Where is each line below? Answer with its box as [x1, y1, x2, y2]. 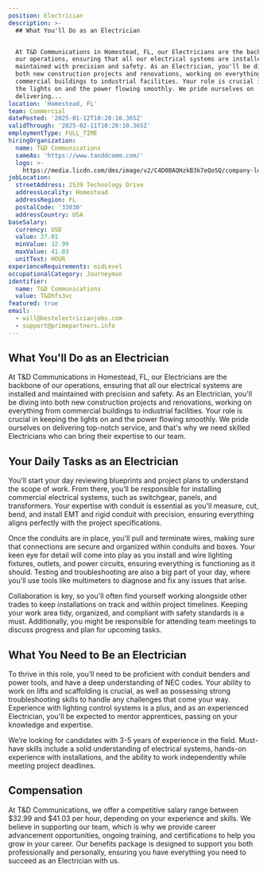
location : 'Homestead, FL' [8, 100, 98, 108]
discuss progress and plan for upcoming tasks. [8, 625, 162, 635]
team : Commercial [8, 107, 66, 115]
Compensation [8, 784, 83, 797]
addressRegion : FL [15, 196, 77, 204]
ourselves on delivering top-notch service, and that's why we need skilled [8, 423, 250, 432]
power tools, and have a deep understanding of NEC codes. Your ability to [8, 678, 251, 687]
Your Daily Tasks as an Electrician [8, 455, 179, 468]
